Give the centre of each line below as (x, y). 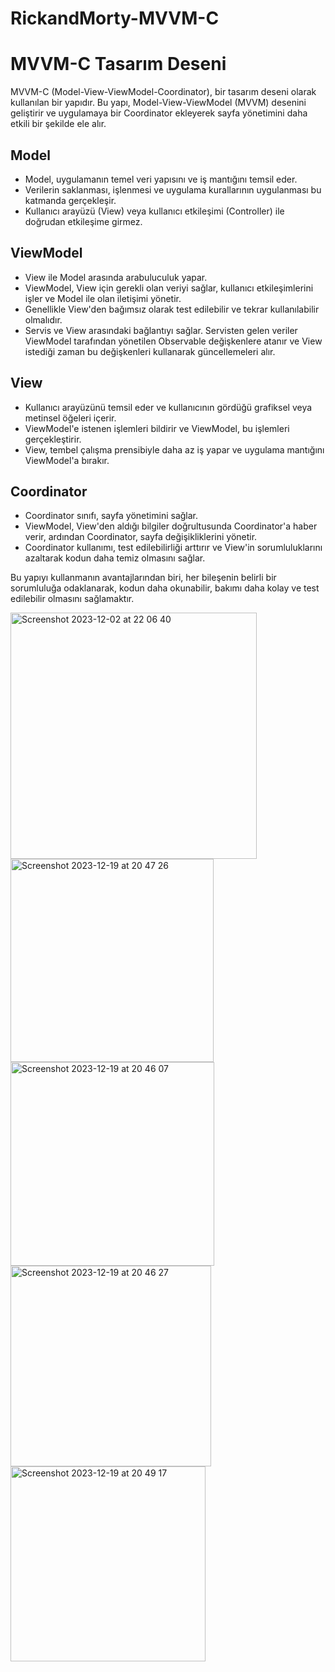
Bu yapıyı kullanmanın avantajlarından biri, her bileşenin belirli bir (143, 578)
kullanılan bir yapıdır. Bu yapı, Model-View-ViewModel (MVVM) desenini (158, 103)
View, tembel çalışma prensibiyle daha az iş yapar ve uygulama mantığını (174, 449)
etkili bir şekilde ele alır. (58, 124)
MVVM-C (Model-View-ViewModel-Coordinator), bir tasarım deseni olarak (163, 92)
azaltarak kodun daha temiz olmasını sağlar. (115, 558)
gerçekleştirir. (53, 439)
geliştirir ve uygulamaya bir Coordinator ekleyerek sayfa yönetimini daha (159, 113)
